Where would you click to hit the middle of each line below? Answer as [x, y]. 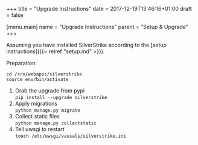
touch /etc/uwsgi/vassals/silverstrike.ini [71, 136]
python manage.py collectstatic [56, 123]
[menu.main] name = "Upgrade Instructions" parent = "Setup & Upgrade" [97, 27]
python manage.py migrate [47, 111]
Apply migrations [36, 103]
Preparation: [22, 63]
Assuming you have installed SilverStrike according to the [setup [87, 45]
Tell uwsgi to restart [40, 129]
